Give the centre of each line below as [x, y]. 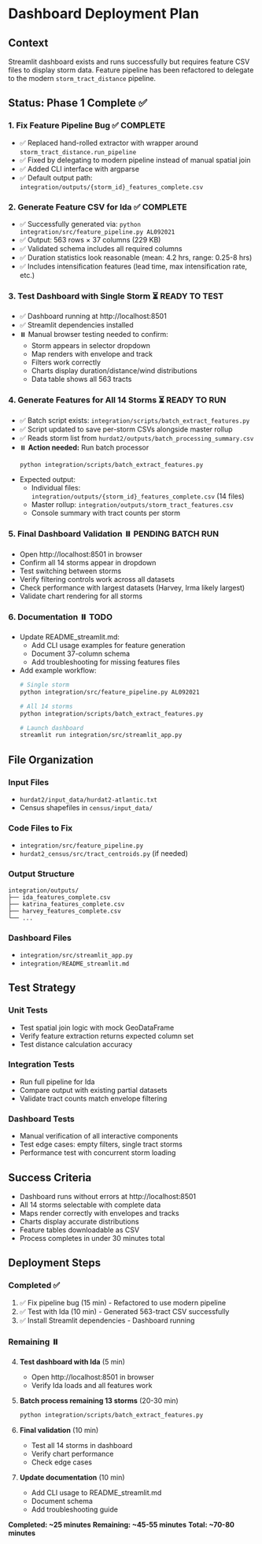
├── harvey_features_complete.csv [65, 911]
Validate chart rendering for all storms [81, 596]
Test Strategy [42, 988]
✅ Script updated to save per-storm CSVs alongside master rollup [126, 429]
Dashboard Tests [41, 1119]
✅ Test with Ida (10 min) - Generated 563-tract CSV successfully [124, 1311]
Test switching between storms [70, 571]
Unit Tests [28, 1010]
